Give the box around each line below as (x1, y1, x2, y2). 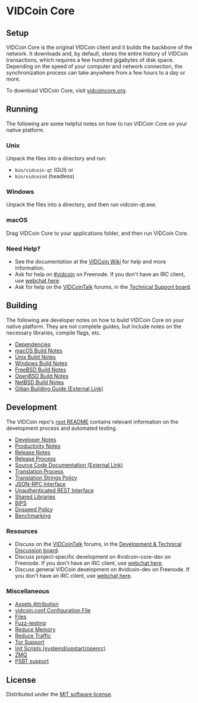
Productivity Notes (14, 442, 61, 450)
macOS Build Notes (14, 347, 63, 354)
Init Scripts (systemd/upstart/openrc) (14, 645, 106, 652)
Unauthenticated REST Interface (14, 487, 94, 494)
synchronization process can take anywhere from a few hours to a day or (6, 69, 186, 76)
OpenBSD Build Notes (14, 372, 69, 379)
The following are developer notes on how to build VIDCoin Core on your (6, 316, 184, 323)
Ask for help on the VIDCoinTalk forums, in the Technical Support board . (14, 283, 192, 290)
